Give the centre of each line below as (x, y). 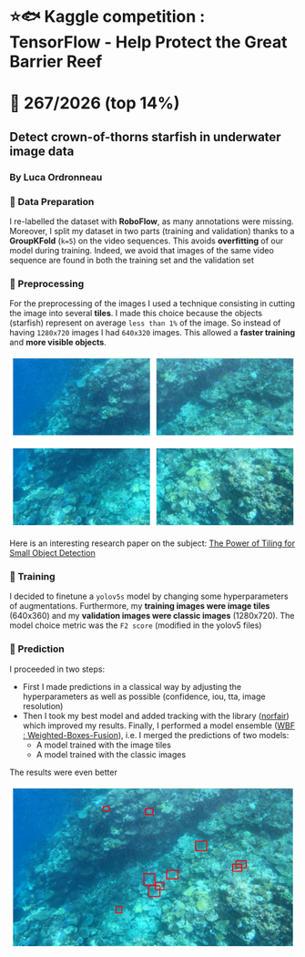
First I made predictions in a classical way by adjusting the (132, 686)
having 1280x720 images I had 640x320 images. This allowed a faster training (152, 333)
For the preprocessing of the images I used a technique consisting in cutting (152, 304)
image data (42, 151)
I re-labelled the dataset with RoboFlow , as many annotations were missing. (152, 221)
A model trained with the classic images (111, 754)
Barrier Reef (56, 62)
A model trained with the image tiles (103, 745)
